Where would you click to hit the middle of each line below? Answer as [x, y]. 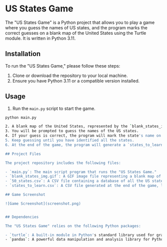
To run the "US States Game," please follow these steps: [63, 66]
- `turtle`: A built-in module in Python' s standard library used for [80, 235]
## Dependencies [22, 217]
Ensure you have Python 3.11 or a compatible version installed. [76, 81]
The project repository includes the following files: [63, 163]
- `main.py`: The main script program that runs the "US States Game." [81, 172]
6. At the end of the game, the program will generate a [65, 145]
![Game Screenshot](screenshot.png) [43, 204]
